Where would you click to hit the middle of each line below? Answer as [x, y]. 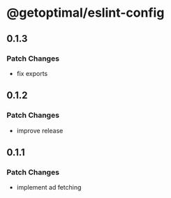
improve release [40, 130]
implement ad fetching [49, 188]
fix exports [32, 73]
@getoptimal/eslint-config [85, 13]
